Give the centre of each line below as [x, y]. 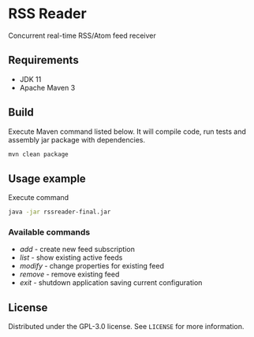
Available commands [49, 232]
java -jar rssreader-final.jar [60, 212]
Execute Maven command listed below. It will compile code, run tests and [127, 131]
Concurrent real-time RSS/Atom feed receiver [82, 35]
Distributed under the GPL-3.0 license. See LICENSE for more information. [126, 327]
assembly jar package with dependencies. [77, 139]
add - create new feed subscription [77, 250]
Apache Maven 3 [47, 87]
